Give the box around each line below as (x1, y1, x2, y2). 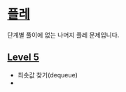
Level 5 (7, 52, 40, 63)
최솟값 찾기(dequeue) (17, 70, 78, 79)
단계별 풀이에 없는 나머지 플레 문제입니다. (7, 31, 120, 39)
